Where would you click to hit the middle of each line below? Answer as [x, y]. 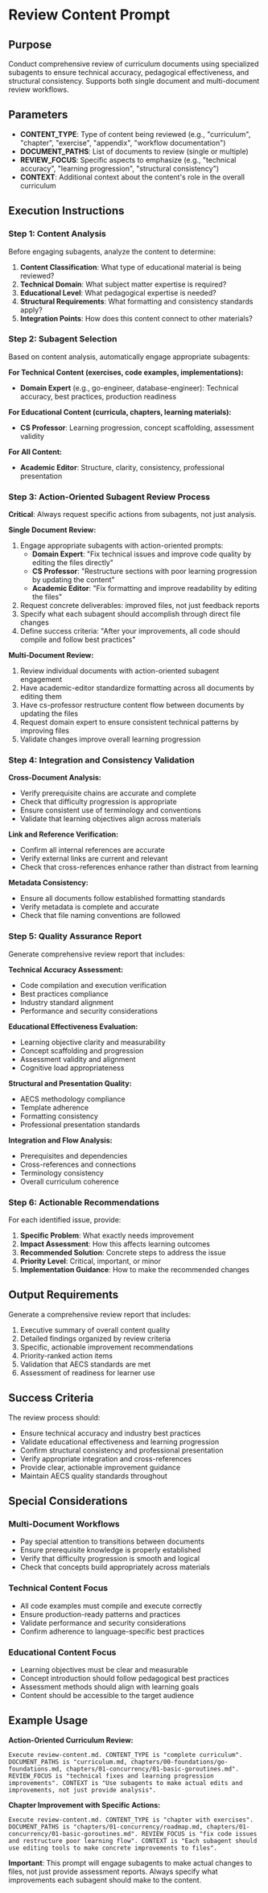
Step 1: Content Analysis [57, 234]
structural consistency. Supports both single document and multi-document [134, 81]
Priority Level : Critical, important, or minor [90, 1261]
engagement [41, 680]
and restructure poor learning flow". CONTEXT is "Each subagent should [133, 1841]
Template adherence [54, 1107]
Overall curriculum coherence [69, 1181]
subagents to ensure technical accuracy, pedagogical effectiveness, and [129, 72]
